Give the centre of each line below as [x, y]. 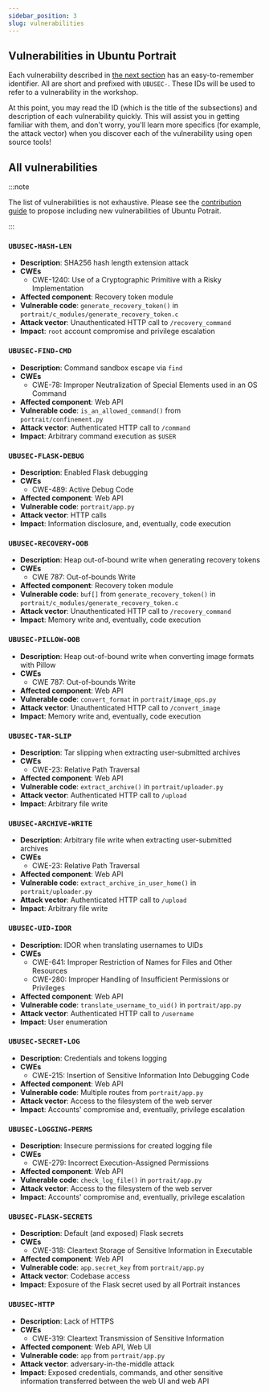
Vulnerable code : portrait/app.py [77, 507]
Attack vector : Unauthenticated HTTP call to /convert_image [120, 707]
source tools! [30, 142]
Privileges [49, 987]
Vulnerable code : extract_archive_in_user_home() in [108, 883]
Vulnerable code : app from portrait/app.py [92, 1355]
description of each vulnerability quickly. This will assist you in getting [124, 117]
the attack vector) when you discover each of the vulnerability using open [130, 134]
